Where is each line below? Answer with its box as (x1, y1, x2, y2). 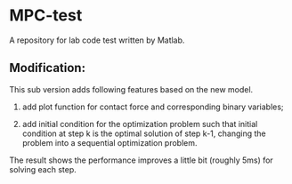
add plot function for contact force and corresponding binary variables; (21, 101, 284, 112)
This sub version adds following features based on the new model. (9, 84, 254, 94)
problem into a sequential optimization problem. (21, 137, 198, 148)
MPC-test (9, 5, 83, 26)
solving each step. (9, 164, 77, 174)
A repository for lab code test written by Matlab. (9, 35, 185, 45)
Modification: (9, 60, 86, 76)
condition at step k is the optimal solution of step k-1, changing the (21, 128, 266, 139)
